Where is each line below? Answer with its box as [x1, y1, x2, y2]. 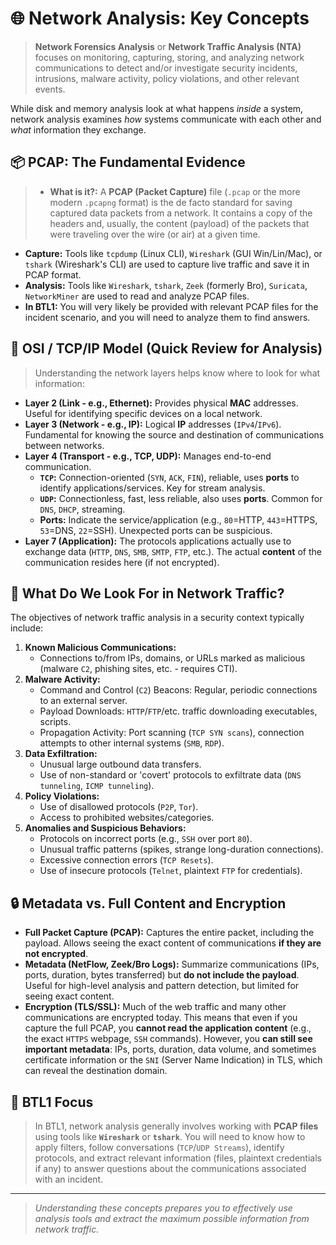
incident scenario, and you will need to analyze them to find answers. [24, 311, 311, 323]
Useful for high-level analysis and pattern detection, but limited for [24, 980, 300, 992]
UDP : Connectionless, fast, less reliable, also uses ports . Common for [39, 492, 323, 504]
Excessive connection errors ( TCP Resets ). [39, 854, 214, 866]
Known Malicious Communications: [24, 642, 177, 654]
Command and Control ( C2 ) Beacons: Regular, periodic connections [39, 684, 318, 696]
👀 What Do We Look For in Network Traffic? [10, 585, 285, 602]
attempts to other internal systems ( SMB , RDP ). [39, 737, 225, 749]
